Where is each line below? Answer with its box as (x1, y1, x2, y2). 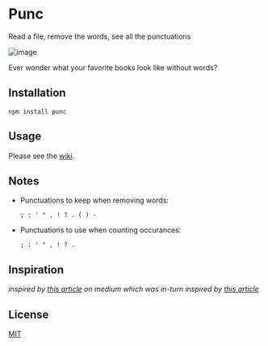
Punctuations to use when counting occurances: (19, 225, 182, 235)
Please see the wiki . (8, 151, 75, 160)
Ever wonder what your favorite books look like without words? (8, 62, 218, 73)
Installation (8, 86, 66, 100)
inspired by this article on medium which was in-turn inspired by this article (8, 284, 260, 294)
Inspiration (8, 263, 65, 277)
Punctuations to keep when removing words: (19, 195, 170, 206)
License (8, 307, 49, 321)
